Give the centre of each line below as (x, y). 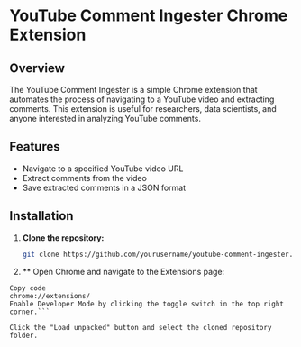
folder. (24, 335)
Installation (41, 216)
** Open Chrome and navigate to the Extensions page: (123, 271)
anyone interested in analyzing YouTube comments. (105, 119)
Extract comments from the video (84, 178)
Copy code (28, 288)
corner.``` (30, 312)
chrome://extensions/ (50, 296)
